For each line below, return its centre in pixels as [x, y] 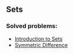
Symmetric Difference [41, 45]
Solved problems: [32, 26]
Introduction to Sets [38, 39]
